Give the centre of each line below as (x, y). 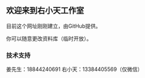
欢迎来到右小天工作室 (45, 11)
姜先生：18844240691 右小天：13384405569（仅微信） (75, 69)
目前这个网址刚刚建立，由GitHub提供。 (54, 26)
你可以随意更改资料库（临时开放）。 (49, 38)
